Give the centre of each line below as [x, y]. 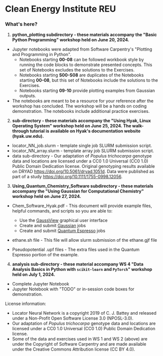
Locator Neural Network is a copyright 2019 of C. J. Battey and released [84, 313]
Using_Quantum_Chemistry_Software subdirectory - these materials [82, 186]
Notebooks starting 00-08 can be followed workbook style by [82, 60]
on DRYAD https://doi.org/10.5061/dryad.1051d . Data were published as [83, 172]
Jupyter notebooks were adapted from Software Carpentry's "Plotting [82, 49]
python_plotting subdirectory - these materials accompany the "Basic [84, 35]
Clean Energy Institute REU [61, 9]
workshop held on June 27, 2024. [46, 196]
